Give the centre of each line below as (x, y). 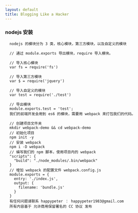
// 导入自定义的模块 (28, 91)
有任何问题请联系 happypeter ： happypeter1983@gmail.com (67, 201)
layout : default (22, 10)
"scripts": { (23, 156)
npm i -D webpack (27, 147)
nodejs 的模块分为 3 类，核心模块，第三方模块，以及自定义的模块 (68, 44)
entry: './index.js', (36, 179)
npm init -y (22, 137)
